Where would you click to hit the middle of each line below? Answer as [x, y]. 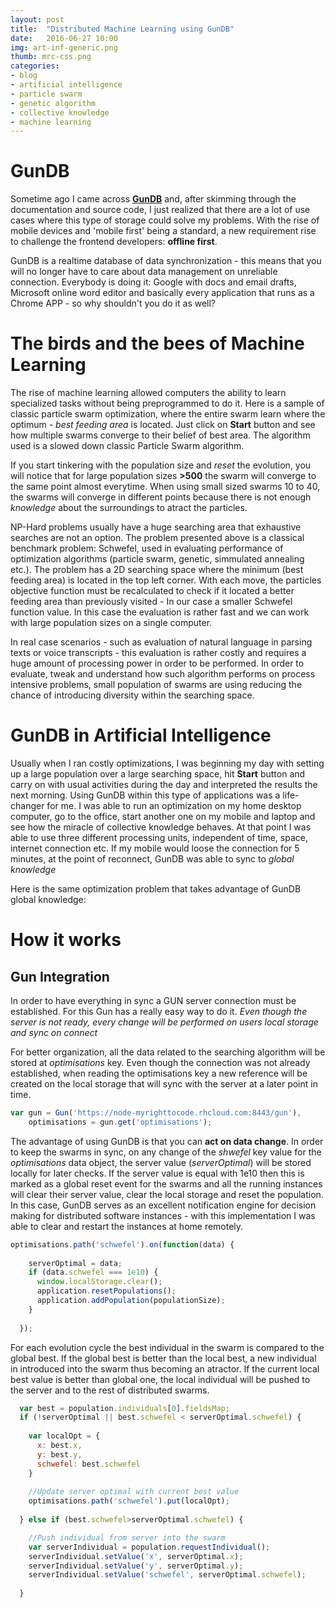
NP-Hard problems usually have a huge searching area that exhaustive [156, 527]
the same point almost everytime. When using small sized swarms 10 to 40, [165, 487]
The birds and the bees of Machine [157, 343]
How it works [66, 940]
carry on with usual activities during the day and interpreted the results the [164, 785]
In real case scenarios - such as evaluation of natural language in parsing [161, 642]
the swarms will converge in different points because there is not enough [161, 497]
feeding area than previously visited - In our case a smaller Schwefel [151, 602]
